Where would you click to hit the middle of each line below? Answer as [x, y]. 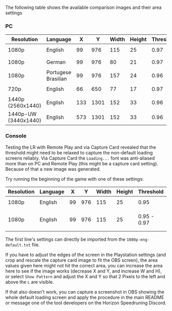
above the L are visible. [30, 282]
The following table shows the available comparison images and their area [84, 7]
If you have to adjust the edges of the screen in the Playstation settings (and [86, 255]
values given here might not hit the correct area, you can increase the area [84, 265]
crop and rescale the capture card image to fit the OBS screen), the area [81, 260]
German [56, 62]
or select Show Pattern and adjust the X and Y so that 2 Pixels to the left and [85, 276]
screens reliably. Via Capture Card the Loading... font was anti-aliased [80, 158]
